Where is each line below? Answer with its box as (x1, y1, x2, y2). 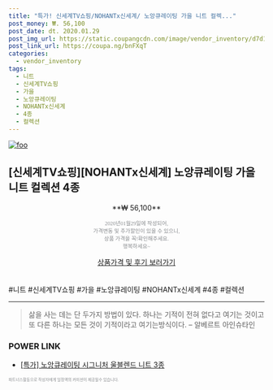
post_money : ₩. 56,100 (8, 19, 85, 28)
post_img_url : (8, 34, 57, 43)
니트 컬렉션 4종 (8, 180, 80, 195)
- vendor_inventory (15, 58, 82, 66)
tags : (8, 65, 27, 73)
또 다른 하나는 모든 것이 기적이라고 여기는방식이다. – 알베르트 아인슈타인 (28, 319, 256, 329)
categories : (8, 50, 49, 58)
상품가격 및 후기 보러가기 (97, 257, 176, 266)
